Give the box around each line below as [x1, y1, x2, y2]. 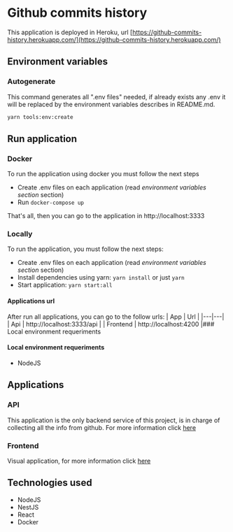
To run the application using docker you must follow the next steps [7, 170, 199, 178]
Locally [7, 229, 33, 239]
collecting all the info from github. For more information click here [7, 423, 197, 431]
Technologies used [7, 477, 92, 489]
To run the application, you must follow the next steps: [7, 245, 164, 253]
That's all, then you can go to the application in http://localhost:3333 [7, 212, 205, 220]
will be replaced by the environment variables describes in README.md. [7, 100, 216, 108]
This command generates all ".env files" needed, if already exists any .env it [7, 92, 226, 101]
